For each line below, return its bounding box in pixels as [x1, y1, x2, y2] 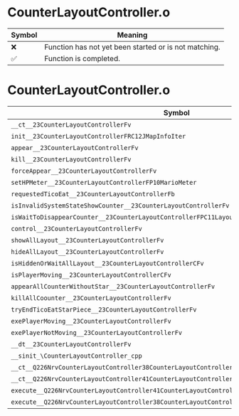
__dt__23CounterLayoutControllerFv [11, 340, 132, 348]
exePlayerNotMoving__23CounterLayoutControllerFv [11, 329, 183, 336]
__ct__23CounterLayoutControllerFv [11, 120, 132, 129]
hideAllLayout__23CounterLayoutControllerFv [11, 247, 164, 256]
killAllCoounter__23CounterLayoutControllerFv [11, 294, 172, 302]
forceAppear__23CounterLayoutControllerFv [11, 166, 157, 175]
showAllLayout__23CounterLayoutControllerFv [11, 236, 164, 244]
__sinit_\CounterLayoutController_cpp [11, 351, 142, 360]
